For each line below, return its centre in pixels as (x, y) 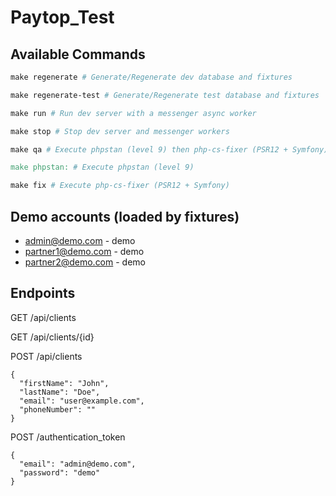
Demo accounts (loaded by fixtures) (125, 216)
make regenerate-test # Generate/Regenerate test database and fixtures (165, 95)
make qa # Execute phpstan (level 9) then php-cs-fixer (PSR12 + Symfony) (169, 149)
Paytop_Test (62, 17)
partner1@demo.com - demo (84, 251)
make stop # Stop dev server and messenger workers (120, 131)
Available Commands (78, 54)
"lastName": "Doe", (60, 392)
